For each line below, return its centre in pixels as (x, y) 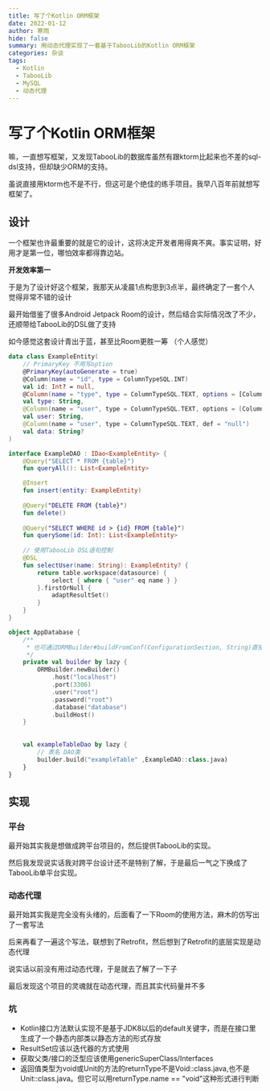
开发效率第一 (29, 270)
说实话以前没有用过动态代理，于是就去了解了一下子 (93, 969)
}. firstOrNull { (64, 588)
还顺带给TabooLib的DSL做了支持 (62, 324)
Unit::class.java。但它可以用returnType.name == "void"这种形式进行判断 (139, 1078)
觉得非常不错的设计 (40, 297)
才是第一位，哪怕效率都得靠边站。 (72, 253)
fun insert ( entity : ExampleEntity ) (82, 491)
